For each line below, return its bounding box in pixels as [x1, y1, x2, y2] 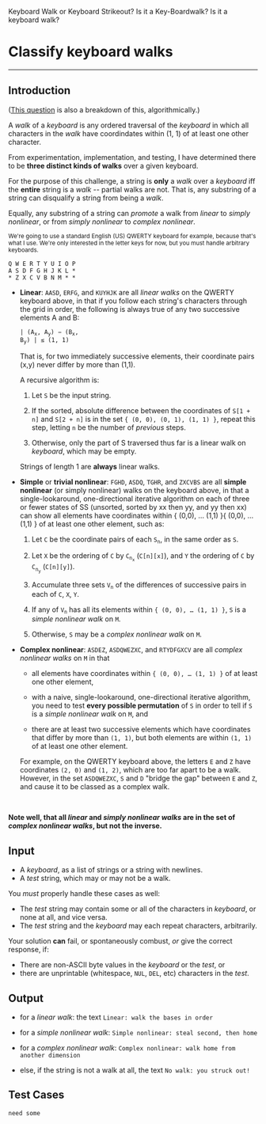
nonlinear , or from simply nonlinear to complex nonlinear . [8, 217, 196, 226]
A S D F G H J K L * [8, 267, 77, 275]
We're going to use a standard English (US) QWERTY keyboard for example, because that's [8, 232, 256, 240]
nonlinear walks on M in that [19, 653, 110, 663]
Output [8, 991, 44, 1004]
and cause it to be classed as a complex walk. [19, 782, 170, 792]
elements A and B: [19, 313, 80, 322]
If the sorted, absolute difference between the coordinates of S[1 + [31, 405, 251, 415]
